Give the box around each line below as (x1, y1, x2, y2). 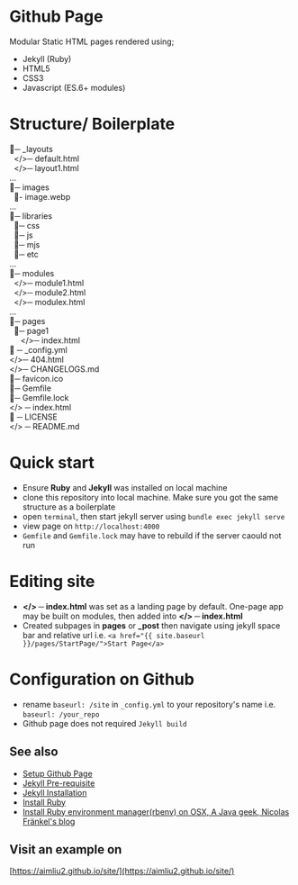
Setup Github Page (22, 768, 93, 779)
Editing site (9, 572, 95, 592)
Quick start (9, 453, 95, 474)
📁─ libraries (9, 210, 52, 221)
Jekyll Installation (22, 787, 87, 798)
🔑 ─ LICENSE (9, 411, 59, 422)
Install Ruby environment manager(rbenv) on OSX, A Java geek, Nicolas (22, 806, 290, 817)
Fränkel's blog (22, 816, 76, 826)
